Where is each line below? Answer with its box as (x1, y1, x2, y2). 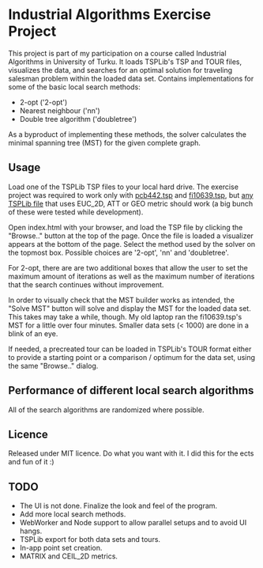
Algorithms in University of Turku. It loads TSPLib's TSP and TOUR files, (8, 57, 242, 66)
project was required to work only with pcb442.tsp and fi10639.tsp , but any (8, 190, 254, 199)
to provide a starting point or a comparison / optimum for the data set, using (8, 352, 255, 362)
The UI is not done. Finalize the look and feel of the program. (19, 501, 218, 511)
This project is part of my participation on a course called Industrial (8, 48, 227, 58)
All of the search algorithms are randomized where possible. (8, 405, 205, 415)
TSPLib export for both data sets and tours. (19, 535, 160, 544)
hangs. (19, 526, 43, 536)
